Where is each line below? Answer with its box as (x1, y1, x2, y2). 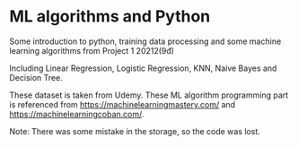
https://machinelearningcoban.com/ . (9, 108, 145, 119)
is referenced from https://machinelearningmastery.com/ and (9, 99, 236, 109)
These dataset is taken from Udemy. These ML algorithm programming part (9, 90, 289, 100)
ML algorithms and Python (9, 6, 211, 27)
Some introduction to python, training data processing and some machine (9, 36, 282, 47)
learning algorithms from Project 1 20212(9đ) (9, 45, 175, 56)
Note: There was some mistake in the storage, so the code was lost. (9, 125, 260, 136)
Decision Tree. (9, 72, 63, 82)
